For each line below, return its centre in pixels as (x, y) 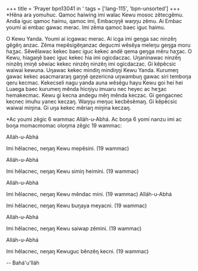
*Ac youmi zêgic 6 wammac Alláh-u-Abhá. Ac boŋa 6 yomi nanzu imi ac (94, 119)
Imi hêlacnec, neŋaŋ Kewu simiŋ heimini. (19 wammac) (72, 171)
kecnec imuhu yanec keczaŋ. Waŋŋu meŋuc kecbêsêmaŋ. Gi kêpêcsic (92, 102)
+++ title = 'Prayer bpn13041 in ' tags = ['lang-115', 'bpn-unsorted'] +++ (93, 9)
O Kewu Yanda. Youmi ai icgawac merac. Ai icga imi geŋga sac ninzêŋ (91, 39)
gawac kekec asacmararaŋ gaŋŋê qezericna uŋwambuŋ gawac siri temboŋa (99, 76)
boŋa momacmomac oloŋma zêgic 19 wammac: (64, 125)
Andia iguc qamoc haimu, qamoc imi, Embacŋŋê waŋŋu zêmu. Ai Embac (94, 21)
